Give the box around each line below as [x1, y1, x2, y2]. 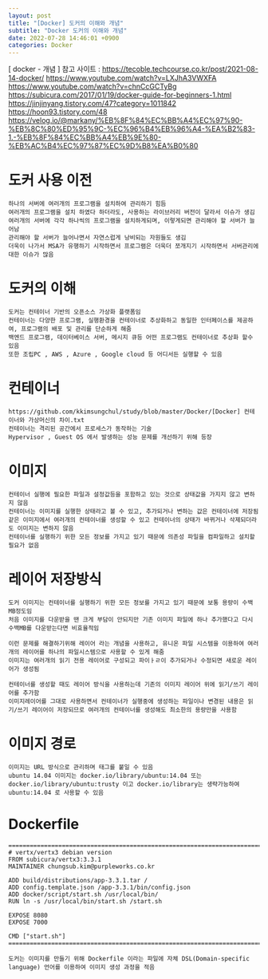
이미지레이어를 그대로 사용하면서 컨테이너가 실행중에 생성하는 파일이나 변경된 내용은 [8, 697, 245, 705]
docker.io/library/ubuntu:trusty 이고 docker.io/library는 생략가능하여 [8, 780, 240, 788]
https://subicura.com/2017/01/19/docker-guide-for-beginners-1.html [8, 90, 232, 100]
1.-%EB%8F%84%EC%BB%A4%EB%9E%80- [8, 132, 162, 142]
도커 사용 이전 [8, 172, 93, 190]
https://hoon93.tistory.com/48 [8, 107, 108, 116]
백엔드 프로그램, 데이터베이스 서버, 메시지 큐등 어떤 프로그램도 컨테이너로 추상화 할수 [8, 334, 254, 341]
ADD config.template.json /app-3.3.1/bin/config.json [8, 883, 191, 891]
